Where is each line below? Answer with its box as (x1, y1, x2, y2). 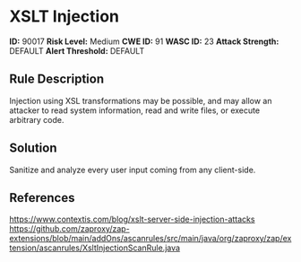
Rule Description (9, 72, 105, 87)
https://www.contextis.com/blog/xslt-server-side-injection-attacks (9, 214, 255, 225)
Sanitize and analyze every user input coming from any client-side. (9, 164, 256, 175)
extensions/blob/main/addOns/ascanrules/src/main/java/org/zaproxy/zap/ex (9, 233, 292, 244)
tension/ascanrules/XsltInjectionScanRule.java (9, 242, 181, 253)
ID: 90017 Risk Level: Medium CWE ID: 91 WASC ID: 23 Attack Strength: (9, 36, 279, 47)
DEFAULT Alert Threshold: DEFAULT (9, 45, 145, 56)
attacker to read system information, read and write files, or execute (9, 105, 261, 116)
